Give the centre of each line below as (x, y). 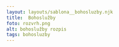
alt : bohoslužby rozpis (37, 29)
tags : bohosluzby (28, 35)
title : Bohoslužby (31, 18)
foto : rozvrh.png (28, 23)
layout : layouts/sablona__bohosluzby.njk (60, 12)
